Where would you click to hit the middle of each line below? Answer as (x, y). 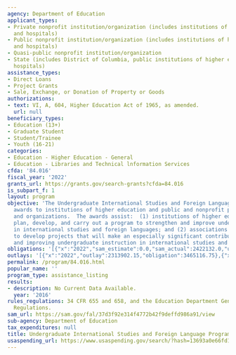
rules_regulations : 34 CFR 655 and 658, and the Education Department (113, 302)
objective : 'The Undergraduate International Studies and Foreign (106, 204)
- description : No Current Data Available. (72, 288)
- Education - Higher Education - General (70, 158)
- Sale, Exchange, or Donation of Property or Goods (86, 92)
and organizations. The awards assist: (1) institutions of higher (117, 217)
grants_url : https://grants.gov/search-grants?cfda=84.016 (96, 183)
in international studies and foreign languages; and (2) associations (121, 229)
